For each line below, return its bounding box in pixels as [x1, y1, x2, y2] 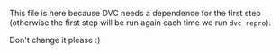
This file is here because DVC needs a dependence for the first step [9, 8, 261, 18]
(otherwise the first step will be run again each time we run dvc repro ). [9, 17, 272, 28]
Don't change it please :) [9, 35, 101, 45]
